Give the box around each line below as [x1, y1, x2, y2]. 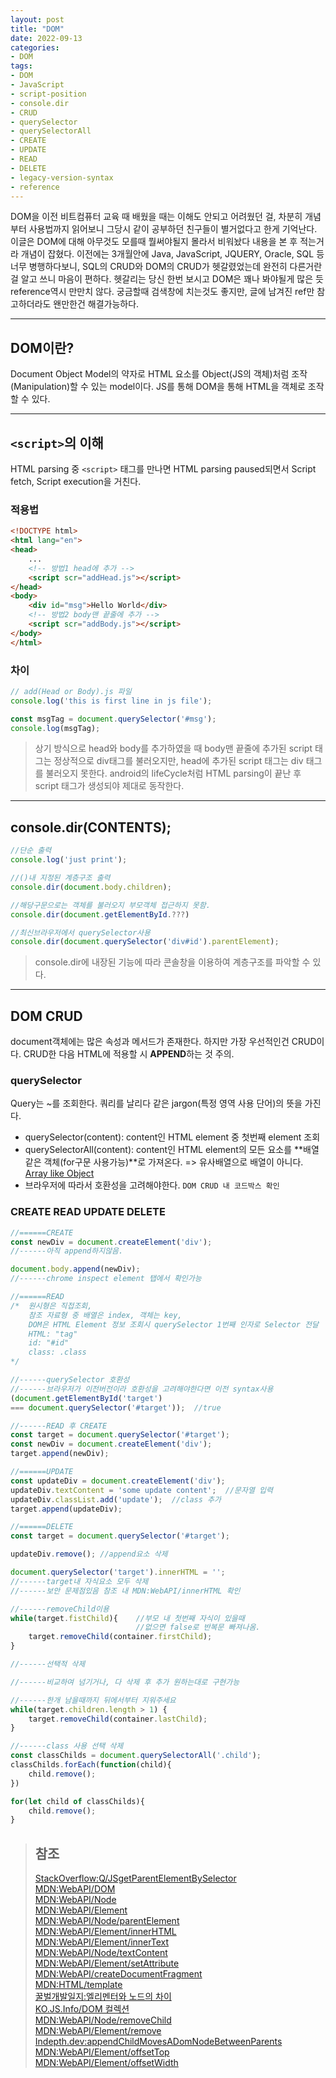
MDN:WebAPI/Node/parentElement [34, 1915, 180, 1927]
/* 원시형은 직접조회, [10, 1301, 93, 1311]
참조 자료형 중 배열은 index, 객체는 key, [28, 1310, 183, 1320]
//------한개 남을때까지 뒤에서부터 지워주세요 [10, 1695, 177, 1705]
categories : [10, 42, 60, 53]
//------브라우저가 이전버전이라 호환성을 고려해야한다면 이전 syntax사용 [10, 1384, 274, 1394]
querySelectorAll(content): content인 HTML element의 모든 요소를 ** [24, 1144, 303, 1156]
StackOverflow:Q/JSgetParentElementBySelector [34, 1872, 237, 1885]
